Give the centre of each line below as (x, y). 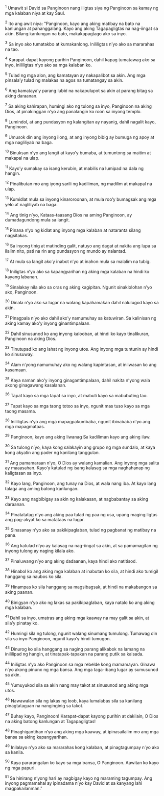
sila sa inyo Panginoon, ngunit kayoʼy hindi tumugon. (58, 638)
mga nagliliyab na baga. (29, 142)
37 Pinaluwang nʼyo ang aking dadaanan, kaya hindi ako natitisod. (71, 560)
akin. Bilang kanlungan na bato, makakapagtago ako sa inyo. (66, 34)
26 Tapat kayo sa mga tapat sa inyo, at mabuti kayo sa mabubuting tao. (76, 395)
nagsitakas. (17, 235)
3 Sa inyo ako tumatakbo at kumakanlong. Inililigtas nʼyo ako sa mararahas (80, 44)
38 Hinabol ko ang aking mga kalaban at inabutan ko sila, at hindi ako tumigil (82, 571)
